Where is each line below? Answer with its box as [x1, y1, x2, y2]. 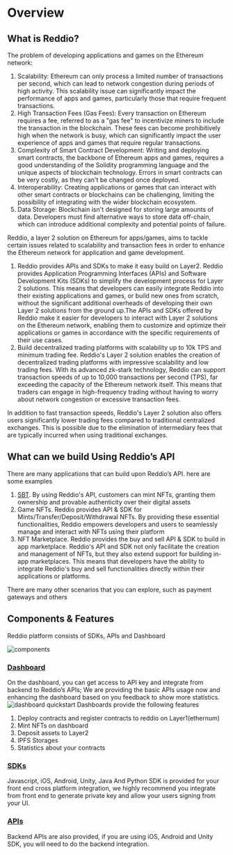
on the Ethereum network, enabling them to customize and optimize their [17, 321, 227, 329]
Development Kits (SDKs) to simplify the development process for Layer [17, 277, 224, 285]
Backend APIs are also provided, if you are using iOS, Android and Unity [7, 832, 214, 840]
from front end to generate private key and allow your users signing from [7, 792, 216, 800]
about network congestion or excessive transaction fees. [17, 395, 181, 403]
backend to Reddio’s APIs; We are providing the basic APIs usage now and [7, 685, 220, 694]
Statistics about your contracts [17, 744, 106, 752]
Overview [7, 5, 65, 21]
